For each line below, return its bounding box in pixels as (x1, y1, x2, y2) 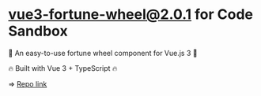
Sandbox (8, 22, 69, 40)
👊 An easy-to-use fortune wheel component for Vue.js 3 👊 (8, 48, 198, 57)
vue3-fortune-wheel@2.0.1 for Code (8, 6, 253, 24)
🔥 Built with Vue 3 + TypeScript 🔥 (8, 63, 118, 72)
